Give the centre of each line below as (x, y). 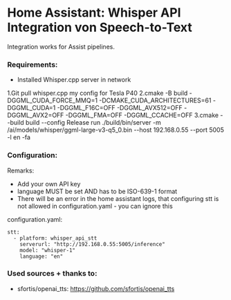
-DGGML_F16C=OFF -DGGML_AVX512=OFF (120, 108)
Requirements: (33, 64)
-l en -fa (19, 137)
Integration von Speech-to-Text (100, 27)
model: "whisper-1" (48, 250)
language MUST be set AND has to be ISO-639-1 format (97, 191)
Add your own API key (49, 184)
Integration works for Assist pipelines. (61, 46)
